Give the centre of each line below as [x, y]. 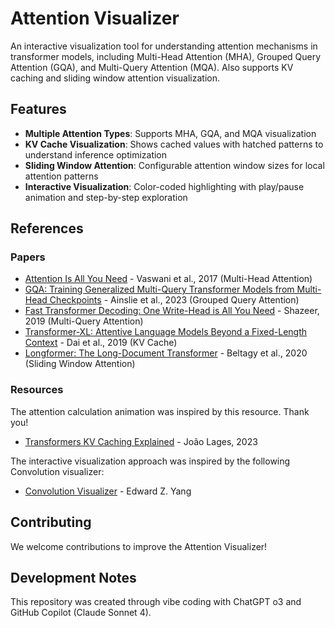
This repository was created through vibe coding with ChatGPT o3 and [156, 602]
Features [38, 109]
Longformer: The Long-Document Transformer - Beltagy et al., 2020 [166, 353]
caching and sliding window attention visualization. [115, 78]
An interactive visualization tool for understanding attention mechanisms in [164, 46]
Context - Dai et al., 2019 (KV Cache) [101, 343]
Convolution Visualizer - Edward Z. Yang [108, 491]
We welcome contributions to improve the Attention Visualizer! [139, 546]
